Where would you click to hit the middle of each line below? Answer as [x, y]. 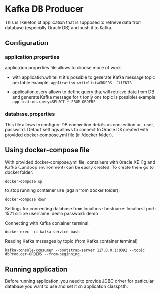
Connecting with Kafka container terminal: [48, 223]
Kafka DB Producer [44, 9]
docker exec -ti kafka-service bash [42, 232]
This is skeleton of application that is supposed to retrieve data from [74, 22]
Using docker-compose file [47, 150]
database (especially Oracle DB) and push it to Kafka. [59, 27]
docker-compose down [26, 199]
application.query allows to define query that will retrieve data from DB [83, 92]
